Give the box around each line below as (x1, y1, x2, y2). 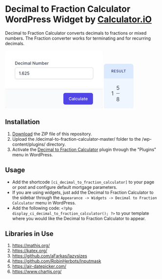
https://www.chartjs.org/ (12, 269, 62, 275)
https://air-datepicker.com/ (12, 263, 67, 269)
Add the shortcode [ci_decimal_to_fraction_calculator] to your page (12, 179, 155, 185)
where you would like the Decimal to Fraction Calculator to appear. (12, 215, 146, 221)
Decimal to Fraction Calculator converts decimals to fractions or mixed (5, 30, 147, 36)
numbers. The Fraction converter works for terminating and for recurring (5, 35, 151, 41)
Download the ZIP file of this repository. (12, 131, 92, 137)
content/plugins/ (12, 141, 45, 147)
